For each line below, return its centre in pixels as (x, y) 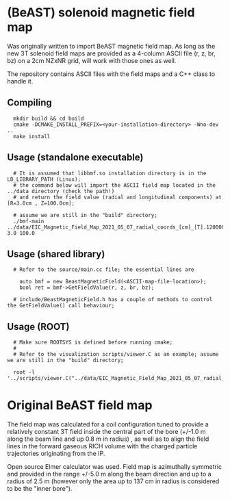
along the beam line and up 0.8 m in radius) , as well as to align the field (108, 439)
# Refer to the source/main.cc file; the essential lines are (104, 270)
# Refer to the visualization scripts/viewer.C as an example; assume (116, 355)
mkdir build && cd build (49, 118)
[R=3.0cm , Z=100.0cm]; (41, 203)
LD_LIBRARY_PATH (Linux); (44, 179)
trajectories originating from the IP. (56, 454)
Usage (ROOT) (38, 327)
